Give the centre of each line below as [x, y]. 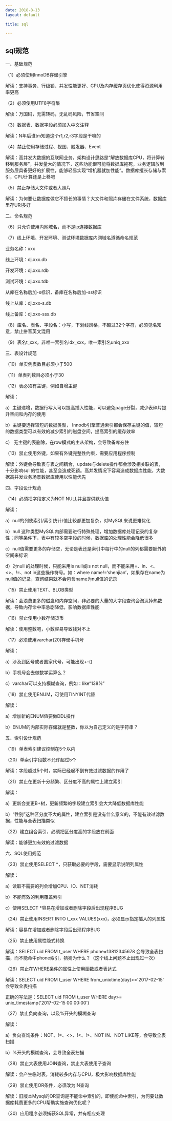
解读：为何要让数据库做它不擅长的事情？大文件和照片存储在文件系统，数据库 [86, 199]
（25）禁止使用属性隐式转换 [35, 941]
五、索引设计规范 [23, 738]
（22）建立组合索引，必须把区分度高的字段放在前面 [60, 832]
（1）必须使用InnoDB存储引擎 [36, 75]
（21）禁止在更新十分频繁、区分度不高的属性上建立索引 [64, 782]
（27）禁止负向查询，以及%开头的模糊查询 [51, 1013]
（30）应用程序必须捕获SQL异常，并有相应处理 [55, 1113]
